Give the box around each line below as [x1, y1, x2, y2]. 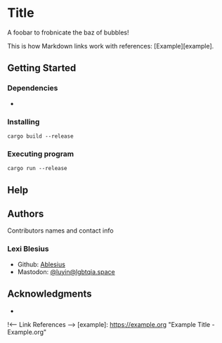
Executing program [7, 149, 74, 159]
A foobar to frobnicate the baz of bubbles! [7, 28, 129, 37]
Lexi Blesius [7, 244, 49, 254]
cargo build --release [7, 132, 74, 140]
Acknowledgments [7, 288, 93, 300]
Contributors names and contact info [7, 226, 114, 235]
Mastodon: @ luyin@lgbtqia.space [17, 267, 115, 276]
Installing [7, 117, 40, 127]
